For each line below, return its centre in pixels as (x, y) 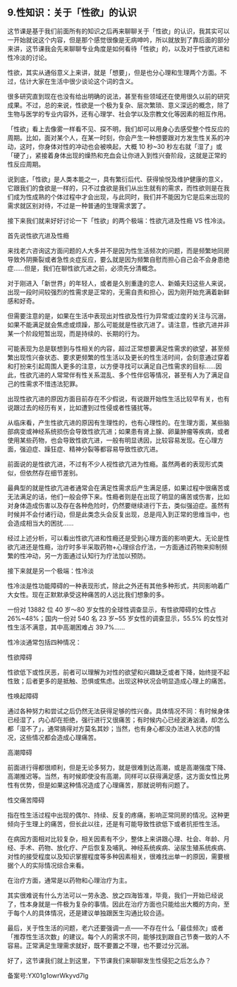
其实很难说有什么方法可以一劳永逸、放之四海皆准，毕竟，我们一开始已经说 (115, 895)
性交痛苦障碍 (26, 800)
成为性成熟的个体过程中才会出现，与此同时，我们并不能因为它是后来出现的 (121, 197)
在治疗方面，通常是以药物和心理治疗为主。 (69, 880)
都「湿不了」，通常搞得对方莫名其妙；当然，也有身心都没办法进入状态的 (111, 728)
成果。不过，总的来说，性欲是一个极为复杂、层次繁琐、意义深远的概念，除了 (119, 105)
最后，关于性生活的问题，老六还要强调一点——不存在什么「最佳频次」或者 (115, 928)
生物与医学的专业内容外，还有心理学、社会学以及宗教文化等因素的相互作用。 (119, 114)
